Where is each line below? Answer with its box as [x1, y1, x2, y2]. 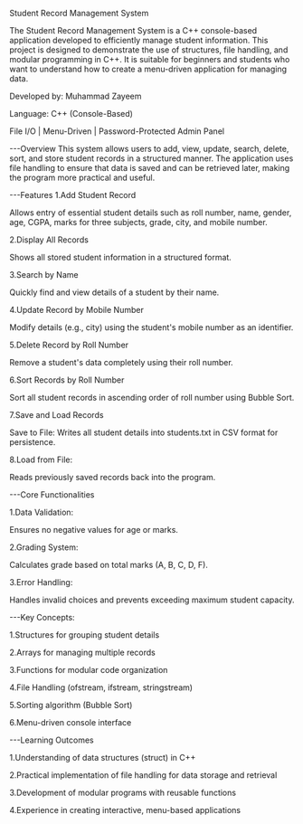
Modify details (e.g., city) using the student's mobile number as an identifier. [9, 322, 294, 333]
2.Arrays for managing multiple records [9, 647, 156, 658]
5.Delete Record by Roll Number [9, 339, 129, 350]
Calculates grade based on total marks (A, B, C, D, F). [9, 560, 208, 570]
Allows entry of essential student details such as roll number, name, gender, [9, 207, 292, 218]
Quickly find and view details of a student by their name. [9, 287, 220, 298]
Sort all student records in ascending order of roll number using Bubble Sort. [9, 393, 295, 403]
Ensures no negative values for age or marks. [9, 525, 179, 535]
